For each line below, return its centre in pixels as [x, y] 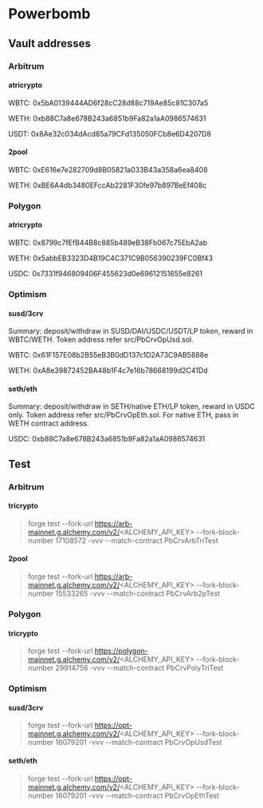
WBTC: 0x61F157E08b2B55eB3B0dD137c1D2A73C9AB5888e [108, 355]
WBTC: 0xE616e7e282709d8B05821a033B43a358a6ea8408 [108, 169]
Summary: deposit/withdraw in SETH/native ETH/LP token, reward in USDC [131, 406]
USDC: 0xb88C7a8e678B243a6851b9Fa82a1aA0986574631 [107, 439]
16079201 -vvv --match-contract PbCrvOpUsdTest [139, 743]
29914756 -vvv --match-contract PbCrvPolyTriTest [139, 668]
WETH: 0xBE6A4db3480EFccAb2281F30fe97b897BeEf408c [108, 185]
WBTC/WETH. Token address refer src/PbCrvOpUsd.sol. [101, 339]
